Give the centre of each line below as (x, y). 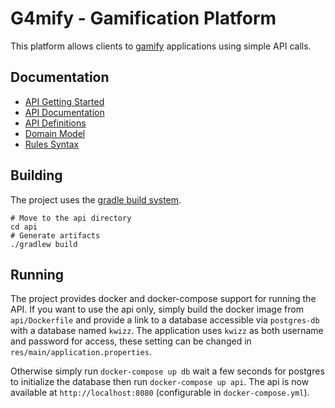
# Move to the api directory (71, 218)
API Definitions (55, 123)
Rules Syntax (52, 144)
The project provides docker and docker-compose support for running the (163, 299)
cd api (24, 227)
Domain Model (55, 133)
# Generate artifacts (55, 235)
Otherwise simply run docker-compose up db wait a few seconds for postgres (167, 371)
